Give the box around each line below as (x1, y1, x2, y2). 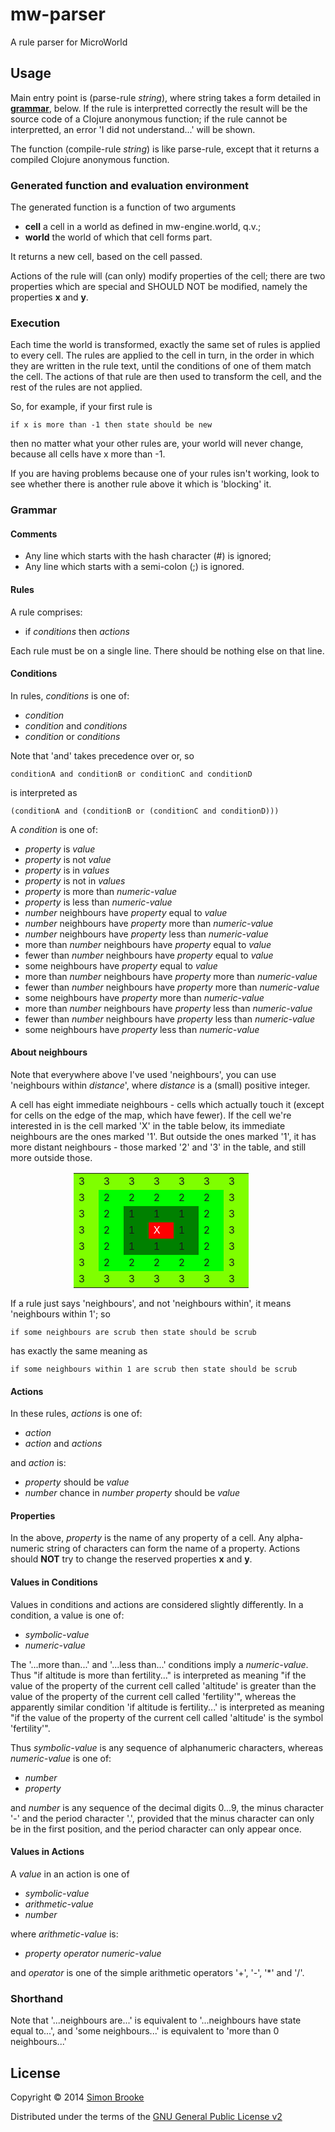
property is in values (24, 864, 110, 876)
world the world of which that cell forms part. (24, 231, 213, 243)
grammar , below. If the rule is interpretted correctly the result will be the (10, 102, 308, 114)
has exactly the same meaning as (10, 1345, 148, 1357)
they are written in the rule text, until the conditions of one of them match (10, 360, 312, 372)
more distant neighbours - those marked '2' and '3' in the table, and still (10, 1141, 307, 1153)
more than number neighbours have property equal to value (24, 938, 272, 950)
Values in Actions (10, 1846, 85, 1858)
